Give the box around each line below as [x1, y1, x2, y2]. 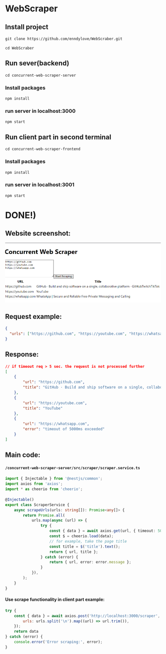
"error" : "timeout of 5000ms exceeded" [23, 427, 105, 432]
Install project [5, 23, 48, 31]
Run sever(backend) [5, 59, 70, 67]
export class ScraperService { [5, 502, 70, 507]
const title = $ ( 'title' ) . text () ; [49, 544, 121, 549]
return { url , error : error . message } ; [49, 560, 132, 565]
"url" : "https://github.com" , [23, 380, 85, 385]
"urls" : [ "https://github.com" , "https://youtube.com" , [9, 331, 127, 337]
